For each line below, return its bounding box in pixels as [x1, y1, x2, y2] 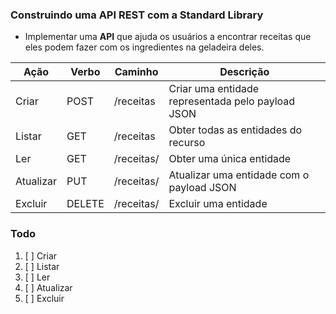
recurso [168, 136, 206, 150]
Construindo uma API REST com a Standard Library [10, 8, 264, 22]
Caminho [114, 65, 159, 79]
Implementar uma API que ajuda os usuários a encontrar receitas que [24, 31, 312, 43]
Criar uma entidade [168, 82, 260, 96]
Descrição [219, 65, 270, 79]
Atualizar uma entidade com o [168, 168, 310, 182]
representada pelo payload [168, 94, 296, 108]
